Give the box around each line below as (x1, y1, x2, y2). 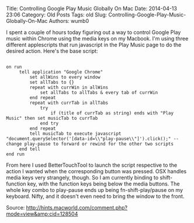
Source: (6, 204, 25, 211)
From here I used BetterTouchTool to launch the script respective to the (6, 161, 177, 168)
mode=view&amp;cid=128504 (6, 211, 78, 217)
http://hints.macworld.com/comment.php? (26, 204, 127, 211)
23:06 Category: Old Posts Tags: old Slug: (6, 11, 108, 18)
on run (6, 64, 22, 70)
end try (40, 120, 59, 126)
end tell (19, 146, 41, 152)
